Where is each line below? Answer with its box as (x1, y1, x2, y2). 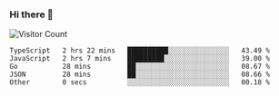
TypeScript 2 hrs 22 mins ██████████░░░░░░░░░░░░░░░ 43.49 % (9, 46, 271, 55)
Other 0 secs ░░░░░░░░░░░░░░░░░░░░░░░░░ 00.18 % (9, 78, 271, 87)
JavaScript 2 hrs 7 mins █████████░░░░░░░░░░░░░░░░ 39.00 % (9, 54, 271, 63)
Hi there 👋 (9, 8, 55, 21)
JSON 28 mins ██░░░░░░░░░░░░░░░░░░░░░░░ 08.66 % (9, 70, 271, 80)
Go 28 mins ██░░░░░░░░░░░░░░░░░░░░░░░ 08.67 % (9, 62, 271, 72)
